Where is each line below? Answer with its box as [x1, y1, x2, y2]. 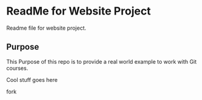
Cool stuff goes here [6, 76, 58, 83]
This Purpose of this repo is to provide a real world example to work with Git [6, 58, 197, 65]
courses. [6, 64, 29, 72]
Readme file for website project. [6, 24, 86, 32]
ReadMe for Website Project [6, 4, 151, 18]
